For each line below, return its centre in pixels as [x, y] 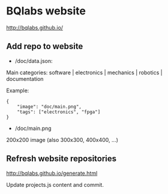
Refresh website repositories [61, 159]
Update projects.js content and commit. [55, 184]
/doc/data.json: [34, 60]
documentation [25, 78]
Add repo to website [45, 46]
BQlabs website [46, 11]
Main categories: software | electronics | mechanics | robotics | [85, 72]
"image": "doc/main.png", [49, 107]
